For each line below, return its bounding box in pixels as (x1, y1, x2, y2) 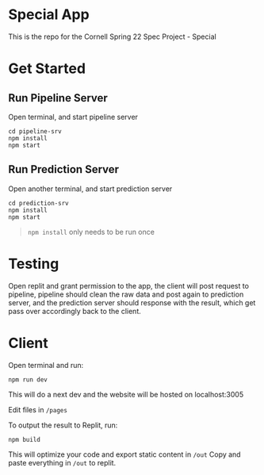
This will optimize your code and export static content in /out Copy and (8, 450, 241, 459)
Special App (8, 6, 90, 24)
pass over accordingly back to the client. (8, 306, 141, 316)
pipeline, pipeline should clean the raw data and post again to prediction (8, 289, 244, 299)
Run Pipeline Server (8, 91, 109, 105)
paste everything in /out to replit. (8, 458, 117, 467)
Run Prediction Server (8, 163, 120, 176)
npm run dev (8, 375, 48, 384)
